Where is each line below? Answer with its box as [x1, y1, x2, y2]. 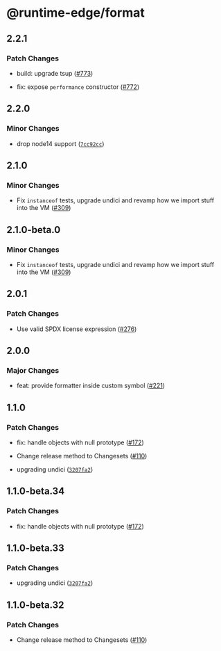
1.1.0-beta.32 [6, 599, 64, 611]
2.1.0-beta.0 [6, 224, 61, 236]
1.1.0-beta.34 [6, 485, 65, 497]
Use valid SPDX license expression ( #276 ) [16, 325, 137, 333]
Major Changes [6, 365, 60, 375]
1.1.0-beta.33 [6, 542, 64, 554]
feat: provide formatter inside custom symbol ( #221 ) [16, 381, 166, 390]
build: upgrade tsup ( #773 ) [16, 69, 94, 77]
